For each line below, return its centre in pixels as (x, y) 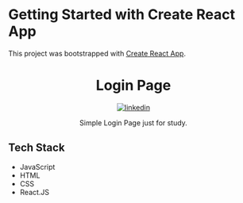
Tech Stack (37, 148)
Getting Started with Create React (122, 15)
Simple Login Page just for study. (133, 123)
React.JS (35, 192)
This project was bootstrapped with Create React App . (97, 53)
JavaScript (37, 167)
